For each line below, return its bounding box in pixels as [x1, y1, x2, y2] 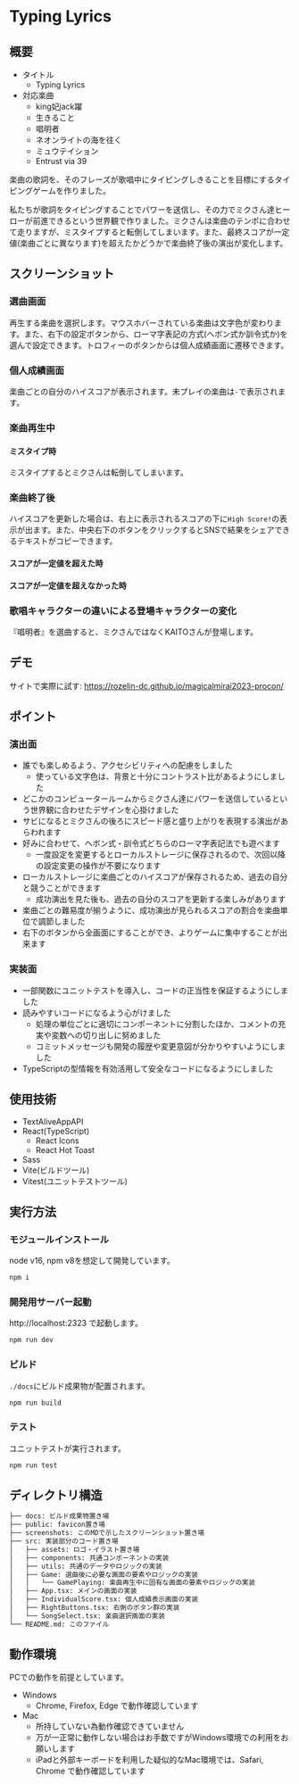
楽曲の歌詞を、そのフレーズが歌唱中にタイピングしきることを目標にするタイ [9, 174, 291, 185]
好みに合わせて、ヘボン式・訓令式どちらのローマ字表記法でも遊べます [21, 838, 281, 849]
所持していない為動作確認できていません [35, 1721, 185, 1732]
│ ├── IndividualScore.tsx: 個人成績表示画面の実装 [9, 1595, 199, 1604]
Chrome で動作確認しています [35, 1765, 145, 1777]
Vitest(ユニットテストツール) [21, 1175, 128, 1186]
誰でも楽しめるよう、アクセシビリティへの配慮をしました [21, 760, 234, 771]
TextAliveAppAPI [21, 1116, 84, 1126]
